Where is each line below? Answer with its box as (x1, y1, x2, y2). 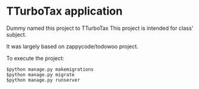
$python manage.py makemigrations (6, 66, 94, 73)
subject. (6, 30, 27, 38)
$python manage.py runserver (6, 77, 80, 83)
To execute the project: (6, 54, 65, 62)
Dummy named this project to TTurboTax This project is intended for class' (6, 24, 194, 32)
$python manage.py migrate (6, 71, 75, 77)
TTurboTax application (6, 4, 123, 18)
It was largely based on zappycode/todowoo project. (6, 43, 139, 50)
